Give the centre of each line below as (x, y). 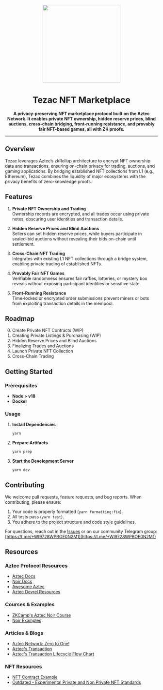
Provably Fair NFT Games (38, 273)
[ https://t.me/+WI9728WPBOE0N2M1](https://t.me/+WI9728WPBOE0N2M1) (81, 536)
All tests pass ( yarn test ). (38, 516)
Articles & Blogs (24, 633)
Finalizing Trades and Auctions (43, 346)
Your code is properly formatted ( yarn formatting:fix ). (67, 512)
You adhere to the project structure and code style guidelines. (74, 522)
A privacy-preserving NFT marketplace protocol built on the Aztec (81, 113)
